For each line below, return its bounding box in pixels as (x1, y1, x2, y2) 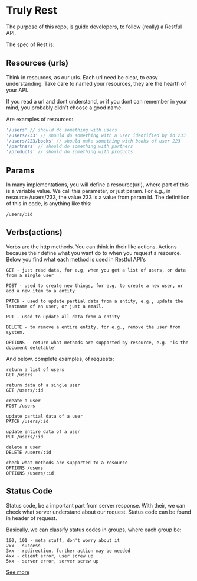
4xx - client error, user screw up (6, 553, 94, 559)
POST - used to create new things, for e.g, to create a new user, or (6, 282, 183, 289)
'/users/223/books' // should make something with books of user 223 (6, 138, 181, 144)
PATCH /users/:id (6, 418, 49, 424)
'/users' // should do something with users (6, 127, 117, 133)
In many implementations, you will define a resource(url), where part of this (6, 181, 189, 188)
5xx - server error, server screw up (6, 558, 99, 564)
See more (6, 569, 30, 576)
